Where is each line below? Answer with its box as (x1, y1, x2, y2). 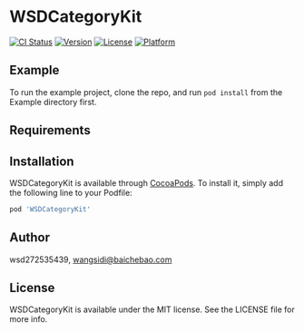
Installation (9, 153, 74, 169)
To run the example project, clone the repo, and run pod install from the (9, 86, 283, 97)
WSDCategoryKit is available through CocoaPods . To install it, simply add (9, 177, 284, 188)
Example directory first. (9, 96, 97, 107)
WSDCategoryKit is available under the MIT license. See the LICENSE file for (9, 304, 295, 315)
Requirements (9, 122, 91, 138)
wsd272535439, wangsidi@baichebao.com (9, 254, 172, 265)
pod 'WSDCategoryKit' (9, 204, 92, 214)
